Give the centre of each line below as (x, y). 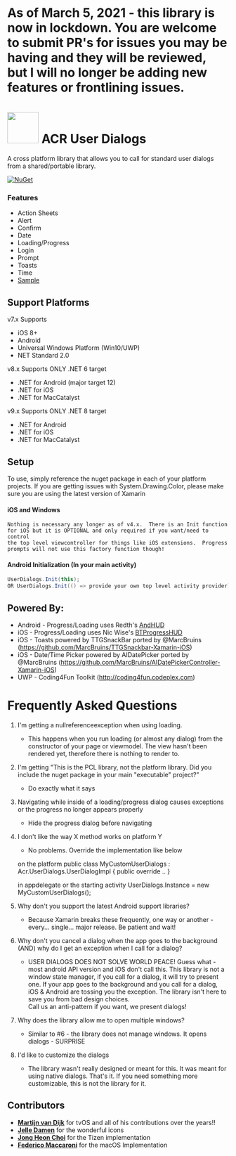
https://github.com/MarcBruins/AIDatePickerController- (140, 663)
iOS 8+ (27, 333)
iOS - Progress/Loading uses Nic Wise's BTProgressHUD (100, 632)
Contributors (36, 1106)
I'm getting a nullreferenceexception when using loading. (100, 725)
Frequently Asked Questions (92, 706)
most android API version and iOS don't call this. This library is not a (126, 969)
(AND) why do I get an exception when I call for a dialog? (100, 948)
